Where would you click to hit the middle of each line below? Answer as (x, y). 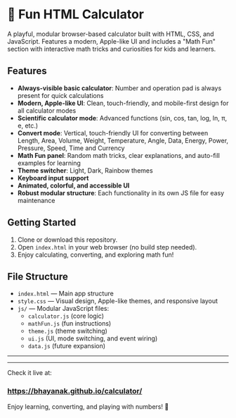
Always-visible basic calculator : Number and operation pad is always (119, 88)
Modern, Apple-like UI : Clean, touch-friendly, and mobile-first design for (123, 103)
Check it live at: (30, 373)
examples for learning (49, 163)
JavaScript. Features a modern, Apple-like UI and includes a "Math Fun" (112, 41)
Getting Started (42, 222)
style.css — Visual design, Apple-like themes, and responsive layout (118, 301)
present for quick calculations (60, 95)
